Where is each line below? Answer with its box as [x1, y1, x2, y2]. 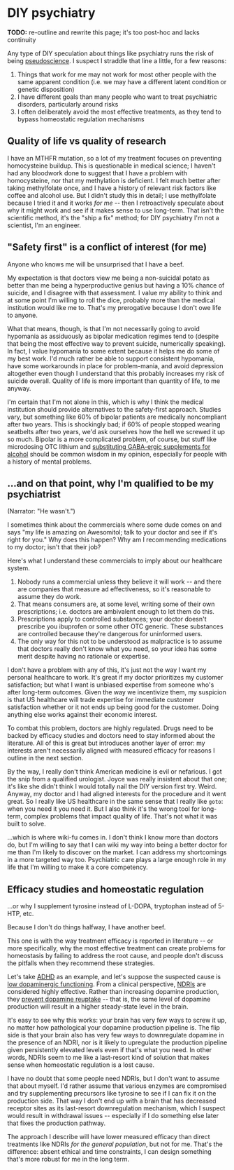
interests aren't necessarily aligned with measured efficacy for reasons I [7, 746, 215, 755]
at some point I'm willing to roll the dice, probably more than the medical [7, 296, 215, 304]
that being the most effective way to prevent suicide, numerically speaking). [7, 339, 226, 348]
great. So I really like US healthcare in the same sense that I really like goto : [7, 798, 224, 806]
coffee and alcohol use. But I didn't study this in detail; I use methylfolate [7, 191, 217, 199]
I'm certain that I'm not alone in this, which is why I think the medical [7, 398, 204, 406]
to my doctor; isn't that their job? [7, 543, 101, 551]
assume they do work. [17, 593, 82, 601]
